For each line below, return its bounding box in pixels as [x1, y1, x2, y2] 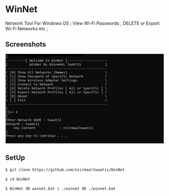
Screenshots [5, 40, 46, 49]
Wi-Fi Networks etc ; [5, 25, 48, 31]
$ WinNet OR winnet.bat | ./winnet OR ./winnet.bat [5, 186, 116, 191]
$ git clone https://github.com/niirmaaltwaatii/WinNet [5, 167, 125, 172]
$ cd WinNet [5, 177, 30, 182]
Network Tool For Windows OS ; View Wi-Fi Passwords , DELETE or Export [5, 20, 160, 26]
